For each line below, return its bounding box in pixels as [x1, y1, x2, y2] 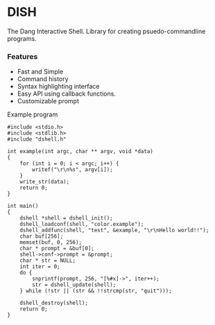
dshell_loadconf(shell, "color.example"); [19, 221, 144, 228]
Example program [7, 110, 58, 118]
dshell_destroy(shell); [19, 299, 89, 307]
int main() [7, 202, 39, 210]
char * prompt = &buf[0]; [19, 245, 95, 252]
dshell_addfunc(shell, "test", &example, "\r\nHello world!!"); [19, 227, 209, 234]
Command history [17, 75, 69, 83]
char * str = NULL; [19, 257, 76, 264]
